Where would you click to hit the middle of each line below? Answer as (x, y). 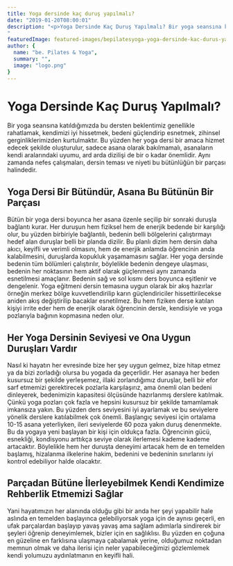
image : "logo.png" (40, 65)
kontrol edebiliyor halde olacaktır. (55, 462)
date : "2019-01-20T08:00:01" (49, 20)
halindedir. (22, 170)
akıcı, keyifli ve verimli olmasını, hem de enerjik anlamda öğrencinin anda (111, 249)
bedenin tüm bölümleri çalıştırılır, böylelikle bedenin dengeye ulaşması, (108, 264)
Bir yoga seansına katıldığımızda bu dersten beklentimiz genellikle (101, 125)
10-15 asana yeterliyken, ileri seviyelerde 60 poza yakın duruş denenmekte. (114, 425)
